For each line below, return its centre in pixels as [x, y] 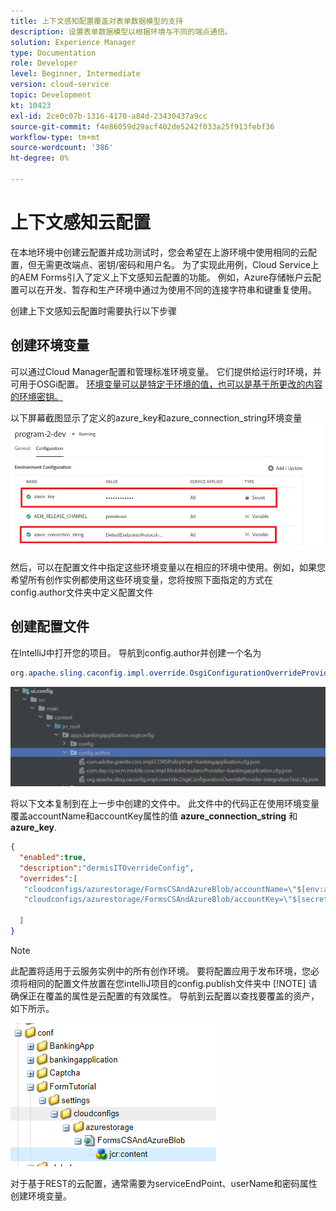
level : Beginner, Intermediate [75, 74]
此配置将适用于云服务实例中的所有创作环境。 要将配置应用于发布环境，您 [160, 971]
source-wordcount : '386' [62, 148]
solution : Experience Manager [73, 42]
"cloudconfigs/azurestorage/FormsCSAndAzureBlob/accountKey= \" [158, 900]
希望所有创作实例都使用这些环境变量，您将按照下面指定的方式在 [141, 579]
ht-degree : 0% [40, 158]
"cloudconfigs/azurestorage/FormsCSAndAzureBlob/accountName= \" [160, 889]
